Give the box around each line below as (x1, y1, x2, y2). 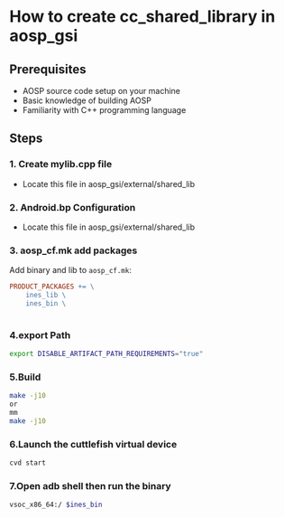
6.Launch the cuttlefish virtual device (9, 438, 178, 450)
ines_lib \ (25, 291, 67, 300)
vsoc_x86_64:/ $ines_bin (9, 500, 103, 510)
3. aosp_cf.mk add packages (9, 244, 138, 257)
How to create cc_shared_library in (9, 6, 276, 27)
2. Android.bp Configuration (9, 201, 136, 213)
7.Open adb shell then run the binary (9, 479, 171, 492)
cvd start (9, 458, 47, 467)
